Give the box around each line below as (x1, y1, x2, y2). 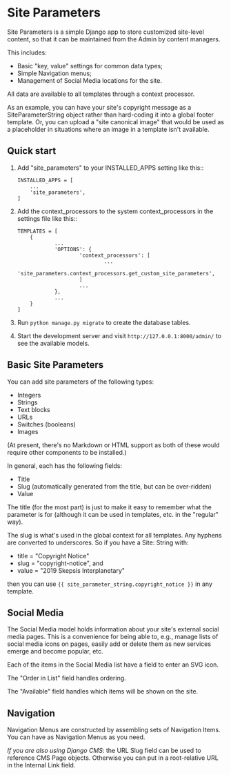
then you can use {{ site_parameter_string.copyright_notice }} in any (7, 580, 212, 588)
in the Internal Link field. (7, 761, 76, 769)
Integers (17, 391, 41, 399)
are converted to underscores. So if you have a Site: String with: (7, 538, 189, 547)
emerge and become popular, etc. (7, 647, 103, 656)
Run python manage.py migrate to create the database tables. (17, 318, 191, 326)
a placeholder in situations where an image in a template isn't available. (7, 125, 210, 133)
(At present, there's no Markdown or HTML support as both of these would (7, 440, 220, 449)
